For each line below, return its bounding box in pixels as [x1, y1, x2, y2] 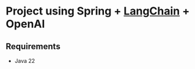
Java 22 [14, 57, 35, 64]
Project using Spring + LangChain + [6, 4, 190, 18]
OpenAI [6, 17, 45, 31]
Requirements [6, 41, 61, 51]
